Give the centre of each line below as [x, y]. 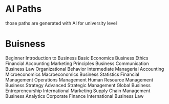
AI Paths [24, 9]
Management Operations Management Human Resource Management [79, 79]
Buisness [25, 44]
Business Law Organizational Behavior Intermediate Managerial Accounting [85, 69]
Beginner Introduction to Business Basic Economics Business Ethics [77, 58]
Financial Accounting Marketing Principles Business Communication [77, 63]
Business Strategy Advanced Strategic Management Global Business [78, 85]
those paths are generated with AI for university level [61, 23]
